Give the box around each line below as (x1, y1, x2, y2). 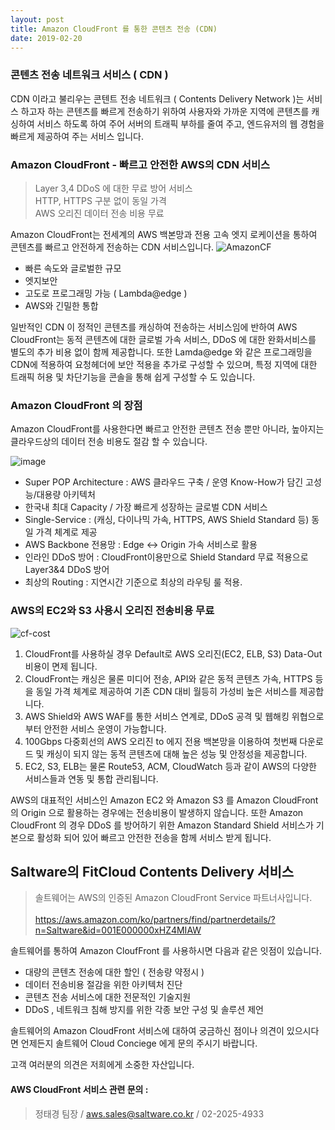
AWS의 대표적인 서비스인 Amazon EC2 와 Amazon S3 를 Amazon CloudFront (10, 794, 319, 806)
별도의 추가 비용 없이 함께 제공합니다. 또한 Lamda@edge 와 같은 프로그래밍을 (10, 346, 313, 358)
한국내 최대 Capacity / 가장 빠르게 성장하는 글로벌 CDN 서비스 (24, 501, 268, 513)
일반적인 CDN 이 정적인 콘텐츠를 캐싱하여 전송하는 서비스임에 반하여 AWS (10, 321, 298, 333)
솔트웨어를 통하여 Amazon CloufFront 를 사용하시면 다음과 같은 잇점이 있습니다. (10, 945, 322, 957)
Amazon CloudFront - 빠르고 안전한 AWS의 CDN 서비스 (10, 157, 271, 171)
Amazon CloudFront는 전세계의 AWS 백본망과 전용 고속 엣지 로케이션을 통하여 (10, 228, 318, 240)
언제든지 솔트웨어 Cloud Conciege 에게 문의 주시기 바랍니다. (20, 1037, 258, 1050)
